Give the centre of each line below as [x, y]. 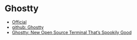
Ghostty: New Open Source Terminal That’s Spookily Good [72, 32]
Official [19, 22]
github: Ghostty [28, 27]
